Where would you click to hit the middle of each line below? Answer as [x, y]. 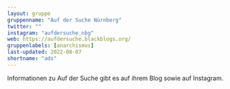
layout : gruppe [29, 13]
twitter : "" [24, 26]
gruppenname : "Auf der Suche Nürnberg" [65, 20]
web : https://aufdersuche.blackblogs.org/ [69, 39]
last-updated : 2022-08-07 [44, 52]
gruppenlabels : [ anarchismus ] [51, 46]
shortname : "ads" [32, 59]
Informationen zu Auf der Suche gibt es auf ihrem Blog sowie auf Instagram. [115, 78]
